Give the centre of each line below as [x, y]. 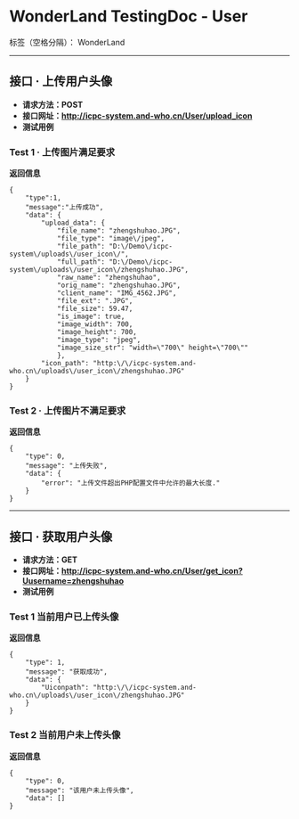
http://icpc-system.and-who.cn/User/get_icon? [152, 571]
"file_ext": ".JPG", [95, 301]
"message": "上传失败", [67, 466]
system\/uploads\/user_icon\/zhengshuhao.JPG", [99, 270]
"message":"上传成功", [65, 208]
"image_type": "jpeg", [99, 340]
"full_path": [81, 262]
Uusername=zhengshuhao [73, 581]
